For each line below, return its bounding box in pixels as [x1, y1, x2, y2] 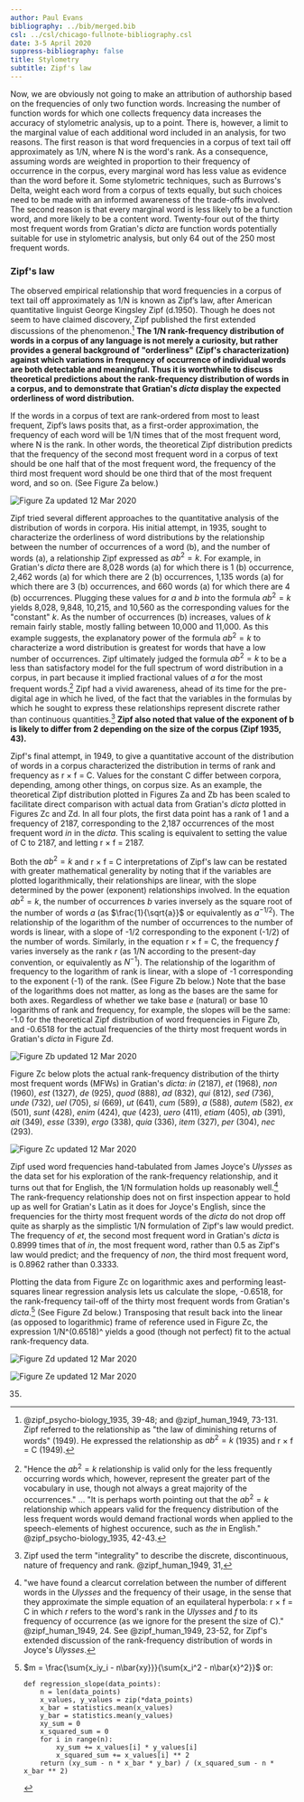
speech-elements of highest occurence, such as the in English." [23, 1522, 262, 1533]
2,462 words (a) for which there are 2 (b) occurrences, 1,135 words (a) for [10, 572, 284, 583]
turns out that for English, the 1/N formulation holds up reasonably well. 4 [10, 1181, 279, 1193]
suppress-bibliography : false [10, 47, 124, 56]
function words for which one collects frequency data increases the [10, 108, 263, 119]
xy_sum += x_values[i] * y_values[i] [56, 1742, 198, 1751]
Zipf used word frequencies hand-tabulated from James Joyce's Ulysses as [10, 1162, 292, 1172]
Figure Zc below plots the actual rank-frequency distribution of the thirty [10, 1068, 280, 1079]
